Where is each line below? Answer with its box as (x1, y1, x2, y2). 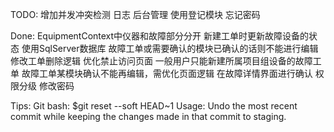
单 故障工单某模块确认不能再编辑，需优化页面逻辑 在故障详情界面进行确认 (10, 68, 313, 79)
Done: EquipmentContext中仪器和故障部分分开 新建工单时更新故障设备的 (10, 30, 310, 42)
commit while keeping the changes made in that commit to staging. (10, 111, 287, 122)
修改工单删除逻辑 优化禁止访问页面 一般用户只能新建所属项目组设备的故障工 (10, 55, 322, 67)
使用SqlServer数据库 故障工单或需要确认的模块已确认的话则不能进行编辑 (21, 43, 319, 54)
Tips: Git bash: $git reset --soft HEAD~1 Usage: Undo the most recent (10, 100, 298, 112)
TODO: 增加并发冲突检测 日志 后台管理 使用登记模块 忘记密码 (10, 9, 261, 20)
